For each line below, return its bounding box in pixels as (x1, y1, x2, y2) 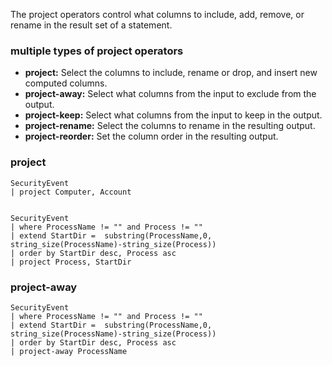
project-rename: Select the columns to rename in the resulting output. (24, 120, 316, 132)
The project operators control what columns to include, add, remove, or (10, 9, 305, 20)
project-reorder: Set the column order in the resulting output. (24, 130, 279, 143)
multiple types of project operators (10, 44, 184, 58)
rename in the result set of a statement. (10, 19, 173, 31)
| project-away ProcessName (10, 346, 128, 356)
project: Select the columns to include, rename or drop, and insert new (24, 67, 318, 79)
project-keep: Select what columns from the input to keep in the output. (24, 109, 323, 121)
